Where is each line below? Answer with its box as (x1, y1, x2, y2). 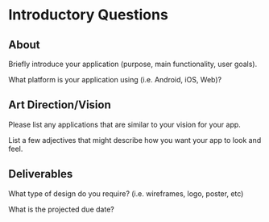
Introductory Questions (8, 6, 169, 24)
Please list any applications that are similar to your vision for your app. (8, 119, 242, 129)
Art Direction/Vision (8, 98, 111, 112)
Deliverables (8, 167, 73, 181)
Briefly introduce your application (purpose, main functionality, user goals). (8, 59, 258, 69)
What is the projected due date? (8, 204, 114, 214)
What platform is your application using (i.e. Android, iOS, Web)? (8, 75, 222, 84)
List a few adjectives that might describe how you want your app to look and (8, 135, 262, 145)
